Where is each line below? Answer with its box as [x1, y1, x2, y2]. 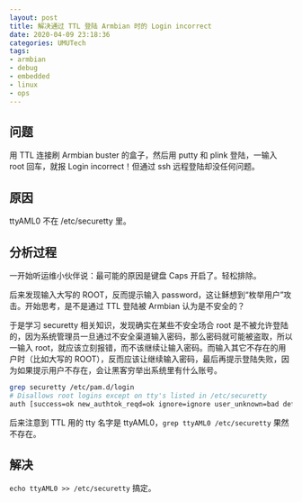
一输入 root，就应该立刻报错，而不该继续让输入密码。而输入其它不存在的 [9, 342, 279, 352]
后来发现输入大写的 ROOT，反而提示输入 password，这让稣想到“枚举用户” [9, 289, 284, 300]
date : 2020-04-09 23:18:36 [9, 30, 111, 39]
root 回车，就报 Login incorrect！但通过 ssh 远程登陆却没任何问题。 [9, 161, 261, 172]
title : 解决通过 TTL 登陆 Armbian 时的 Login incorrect [9, 22, 213, 31]
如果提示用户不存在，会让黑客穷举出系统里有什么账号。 [16, 364, 222, 375]
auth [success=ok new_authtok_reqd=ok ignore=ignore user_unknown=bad [9, 399, 280, 408]
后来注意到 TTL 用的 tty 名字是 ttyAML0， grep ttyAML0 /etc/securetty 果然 [9, 416, 289, 428]
